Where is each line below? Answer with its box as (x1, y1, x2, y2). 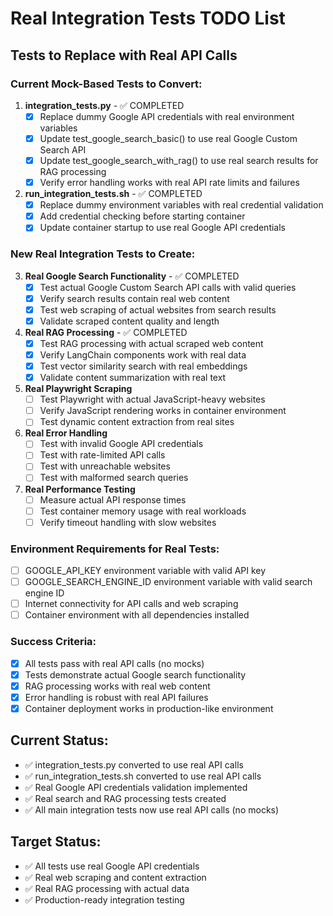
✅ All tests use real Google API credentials (24, 860, 200, 872)
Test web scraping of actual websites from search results (39, 303, 277, 316)
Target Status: (10, 833, 102, 851)
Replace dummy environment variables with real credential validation (39, 199, 324, 211)
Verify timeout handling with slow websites (39, 516, 217, 528)
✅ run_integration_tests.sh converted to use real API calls (24, 770, 262, 782)
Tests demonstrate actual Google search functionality (24, 668, 247, 681)
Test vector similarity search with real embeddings (39, 360, 248, 372)
